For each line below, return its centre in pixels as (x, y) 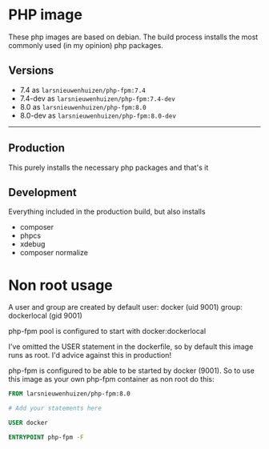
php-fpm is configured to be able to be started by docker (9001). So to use (131, 371)
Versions (31, 71)
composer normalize (54, 253)
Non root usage (61, 285)
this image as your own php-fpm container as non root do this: (111, 379)
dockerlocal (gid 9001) (45, 316)
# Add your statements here (55, 409)
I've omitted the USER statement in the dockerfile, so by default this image (131, 347)
